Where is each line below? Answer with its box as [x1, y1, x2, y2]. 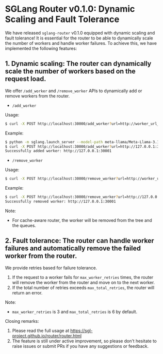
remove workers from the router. [5, 93, 70, 98]
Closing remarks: [5, 318, 39, 324]
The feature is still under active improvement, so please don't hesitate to [12, 338, 157, 344]
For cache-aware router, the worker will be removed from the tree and [12, 217, 152, 223]
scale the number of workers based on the [5, 67, 136, 76]
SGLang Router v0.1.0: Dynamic [5, 3, 135, 15]
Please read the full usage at [12, 328, 69, 334]
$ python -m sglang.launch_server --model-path [5, 139, 103, 144]
